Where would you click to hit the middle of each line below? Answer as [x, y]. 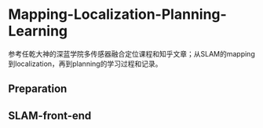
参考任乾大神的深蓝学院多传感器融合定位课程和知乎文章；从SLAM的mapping [131, 53]
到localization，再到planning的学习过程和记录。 [85, 64]
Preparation [38, 89]
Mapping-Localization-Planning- [118, 15]
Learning [38, 31]
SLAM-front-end [50, 115]
